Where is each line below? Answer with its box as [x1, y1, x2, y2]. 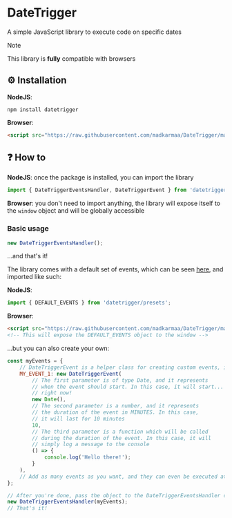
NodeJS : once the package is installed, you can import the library [7, 173, 194, 182]
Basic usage [7, 224, 50, 233]
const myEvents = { [7, 358, 64, 365]
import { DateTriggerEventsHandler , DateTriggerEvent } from [7, 186, 187, 194]
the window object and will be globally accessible [7, 207, 145, 215]
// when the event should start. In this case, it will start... [32, 383, 224, 390]
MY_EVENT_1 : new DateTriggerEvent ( [19, 370, 122, 377]
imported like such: [7, 273, 62, 281]
